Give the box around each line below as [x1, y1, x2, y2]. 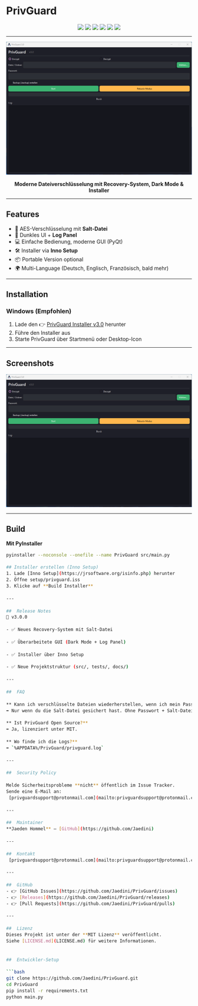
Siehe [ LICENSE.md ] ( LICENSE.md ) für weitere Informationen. [6, 938, 157, 944]
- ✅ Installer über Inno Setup [6, 651, 84, 658]
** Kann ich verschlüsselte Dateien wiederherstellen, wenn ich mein [6, 701, 181, 707]
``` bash [6, 969, 25, 975]
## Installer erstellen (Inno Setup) [6, 564, 99, 570]
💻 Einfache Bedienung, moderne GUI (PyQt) [14, 238, 123, 245]
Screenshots [6, 358, 54, 368]
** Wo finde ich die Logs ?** [6, 739, 78, 744]
